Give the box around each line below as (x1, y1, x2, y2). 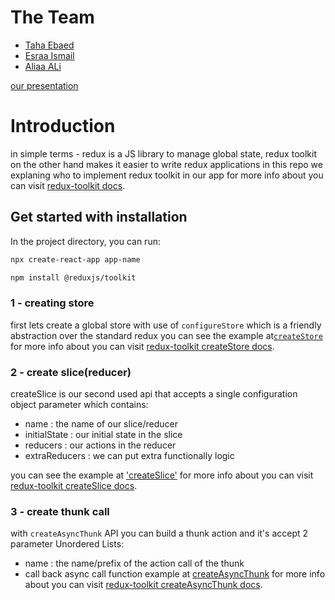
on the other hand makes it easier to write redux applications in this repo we (10, 158, 323, 170)
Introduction (10, 115, 116, 138)
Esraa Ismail (24, 49, 75, 61)
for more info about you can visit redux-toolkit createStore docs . (10, 340, 275, 352)
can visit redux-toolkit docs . (10, 179, 126, 191)
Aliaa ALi (24, 60, 62, 72)
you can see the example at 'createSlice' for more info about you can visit (10, 469, 314, 481)
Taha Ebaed (24, 39, 75, 51)
